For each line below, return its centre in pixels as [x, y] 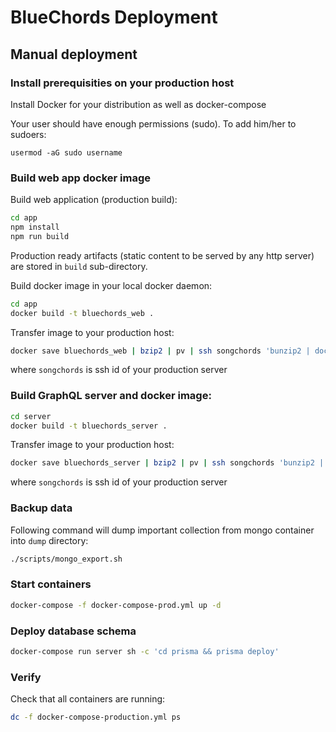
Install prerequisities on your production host [122, 83]
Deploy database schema [73, 631]
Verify [26, 677]
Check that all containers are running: [88, 699]
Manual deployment [74, 54]
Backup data [41, 508]
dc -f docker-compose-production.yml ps [96, 717]
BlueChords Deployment [114, 17]
